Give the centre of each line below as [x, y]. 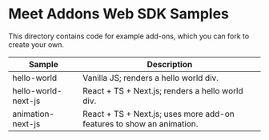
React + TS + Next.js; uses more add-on [159, 114]
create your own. [36, 44]
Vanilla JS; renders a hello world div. [151, 78]
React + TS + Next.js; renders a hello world [163, 90]
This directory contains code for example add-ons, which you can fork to [129, 36]
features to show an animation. [141, 123]
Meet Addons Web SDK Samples [119, 14]
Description [170, 64]
